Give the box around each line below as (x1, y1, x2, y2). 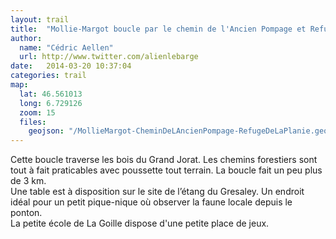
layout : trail (10, 14, 70, 25)
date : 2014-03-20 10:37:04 (10, 61, 132, 71)
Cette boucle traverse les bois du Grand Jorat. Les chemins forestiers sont (10, 154, 318, 166)
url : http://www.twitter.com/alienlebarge (19, 52, 199, 62)
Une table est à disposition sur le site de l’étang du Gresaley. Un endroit (10, 186, 305, 198)
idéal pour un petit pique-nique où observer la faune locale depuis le (10, 196, 293, 208)
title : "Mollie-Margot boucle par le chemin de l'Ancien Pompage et (10, 24, 307, 34)
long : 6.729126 (19, 98, 83, 108)
